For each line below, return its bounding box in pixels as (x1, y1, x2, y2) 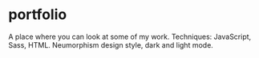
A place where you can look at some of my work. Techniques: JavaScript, (8, 32, 252, 41)
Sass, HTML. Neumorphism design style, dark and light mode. (8, 40, 214, 49)
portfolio (8, 6, 67, 24)
